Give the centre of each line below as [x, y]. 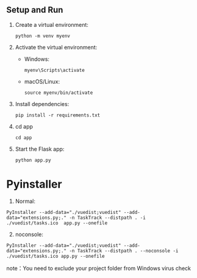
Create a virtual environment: [52, 24]
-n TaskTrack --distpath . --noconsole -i [124, 251]
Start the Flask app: [40, 149]
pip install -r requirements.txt [58, 115]
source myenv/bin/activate [59, 93]
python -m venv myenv [42, 36]
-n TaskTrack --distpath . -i [108, 218]
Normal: [25, 201]
